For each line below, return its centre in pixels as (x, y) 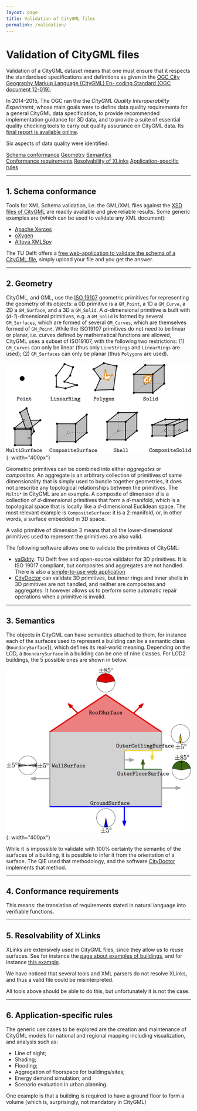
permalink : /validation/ (36, 25)
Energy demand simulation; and (53, 1078)
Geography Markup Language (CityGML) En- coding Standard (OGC (89, 83)
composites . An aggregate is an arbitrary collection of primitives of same (94, 475)
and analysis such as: (32, 1042)
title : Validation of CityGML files (51, 18)
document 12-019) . (29, 90)
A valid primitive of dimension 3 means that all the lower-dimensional (89, 530)
